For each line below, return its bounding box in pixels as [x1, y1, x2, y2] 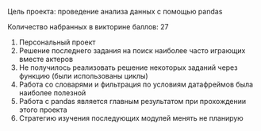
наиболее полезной [18, 88, 86, 98]
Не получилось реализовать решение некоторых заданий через [18, 63, 238, 72]
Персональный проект [18, 37, 96, 47]
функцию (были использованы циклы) [18, 71, 148, 80]
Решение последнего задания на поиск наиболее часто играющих [18, 46, 246, 55]
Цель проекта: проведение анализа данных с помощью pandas [7, 7, 223, 16]
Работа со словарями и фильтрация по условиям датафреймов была [18, 79, 254, 89]
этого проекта [18, 105, 68, 114]
